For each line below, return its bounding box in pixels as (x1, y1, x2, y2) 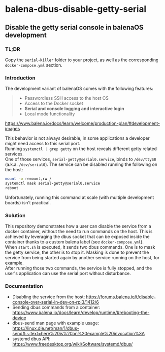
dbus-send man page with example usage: (12, 320, 99, 326)
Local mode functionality (24, 111, 75, 117)
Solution (5, 212, 26, 219)
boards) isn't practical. (5, 199, 51, 205)
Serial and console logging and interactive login (24, 106, 125, 112)
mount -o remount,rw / (5, 176, 52, 181)
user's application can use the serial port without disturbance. (5, 271, 132, 276)
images (5, 126, 20, 132)
